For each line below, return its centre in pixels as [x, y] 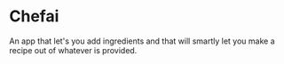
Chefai [34, 16]
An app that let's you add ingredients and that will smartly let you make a [142, 41]
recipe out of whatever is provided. [73, 50]
